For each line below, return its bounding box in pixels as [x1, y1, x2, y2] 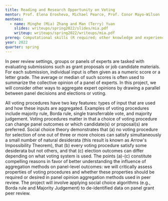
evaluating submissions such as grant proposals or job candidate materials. [5, 63, 160, 69]
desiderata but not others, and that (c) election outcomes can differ [5, 147, 144, 153]
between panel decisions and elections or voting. [5, 90, 106, 96]
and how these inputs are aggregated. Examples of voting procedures [5, 105, 149, 111]
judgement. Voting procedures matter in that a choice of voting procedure [5, 115, 157, 121]
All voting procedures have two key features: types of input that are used [5, 99, 156, 105]
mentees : [5, 16, 23, 21]
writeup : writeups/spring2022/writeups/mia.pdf [14, 30, 115, 35]
